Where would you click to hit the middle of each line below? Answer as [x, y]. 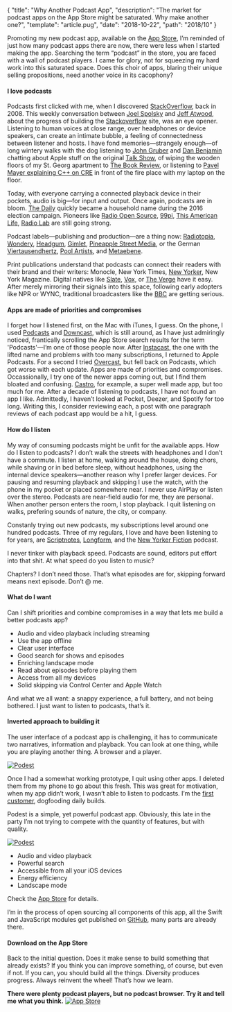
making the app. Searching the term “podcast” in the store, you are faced [112, 53]
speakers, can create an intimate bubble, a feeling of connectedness [105, 136]
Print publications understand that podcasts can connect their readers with [114, 265]
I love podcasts [29, 91]
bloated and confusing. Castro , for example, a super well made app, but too [115, 384]
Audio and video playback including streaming [83, 633]
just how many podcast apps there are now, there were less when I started [114, 45]
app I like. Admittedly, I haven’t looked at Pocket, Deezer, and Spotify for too [116, 399]
